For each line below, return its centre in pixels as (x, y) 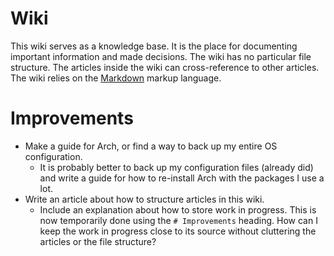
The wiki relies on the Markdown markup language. (116, 78)
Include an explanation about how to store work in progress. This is (178, 209)
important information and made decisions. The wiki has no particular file (161, 56)
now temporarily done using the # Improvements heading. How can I (178, 220)
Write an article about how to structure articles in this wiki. (144, 199)
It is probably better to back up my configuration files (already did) (176, 167)
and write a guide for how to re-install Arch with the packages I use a (182, 178)
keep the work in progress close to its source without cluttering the (178, 231)
